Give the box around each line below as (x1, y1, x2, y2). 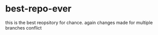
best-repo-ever (5, 3, 72, 14)
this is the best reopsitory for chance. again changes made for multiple (5, 19, 153, 25)
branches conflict (5, 24, 42, 30)
